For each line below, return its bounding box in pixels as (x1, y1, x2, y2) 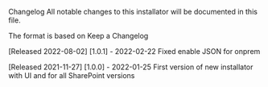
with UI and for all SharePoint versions (8, 71, 135, 80)
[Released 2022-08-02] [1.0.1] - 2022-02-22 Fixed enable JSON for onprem (8, 47, 261, 56)
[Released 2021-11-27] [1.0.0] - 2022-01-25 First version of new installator (8, 62, 254, 72)
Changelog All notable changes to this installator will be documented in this (8, 7, 258, 16)
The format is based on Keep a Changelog (8, 31, 149, 40)
